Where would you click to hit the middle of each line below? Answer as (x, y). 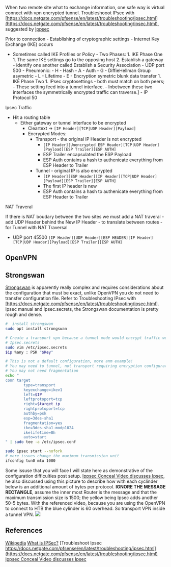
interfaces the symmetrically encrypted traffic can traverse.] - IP (80, 92)
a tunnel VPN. (20, 514)
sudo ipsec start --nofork (34, 451)
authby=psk (35, 414)
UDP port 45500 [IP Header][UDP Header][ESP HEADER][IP (74, 237)
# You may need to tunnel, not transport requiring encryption (74, 366)
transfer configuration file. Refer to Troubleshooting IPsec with (71, 299)
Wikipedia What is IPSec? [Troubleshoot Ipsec (53, 543)
